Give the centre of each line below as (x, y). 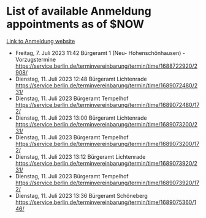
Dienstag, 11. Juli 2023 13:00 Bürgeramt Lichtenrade (81, 118)
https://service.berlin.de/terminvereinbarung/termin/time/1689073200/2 (106, 124)
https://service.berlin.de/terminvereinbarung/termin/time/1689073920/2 (106, 163)
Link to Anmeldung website (41, 41)
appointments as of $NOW (75, 24)
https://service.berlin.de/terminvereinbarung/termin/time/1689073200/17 (107, 144)
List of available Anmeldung (79, 11)
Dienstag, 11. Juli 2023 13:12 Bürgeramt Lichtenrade (80, 156)
